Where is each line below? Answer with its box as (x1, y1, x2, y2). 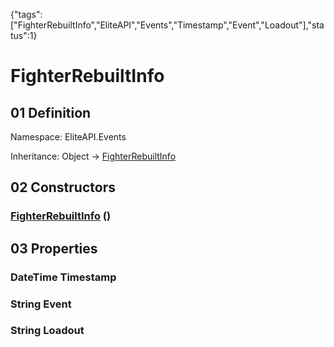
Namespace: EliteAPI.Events (10, 131, 127, 143)
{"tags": (10, 9, 43, 20)
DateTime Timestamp (10, 270, 117, 284)
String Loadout (10, 324, 85, 338)
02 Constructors (10, 179, 116, 196)
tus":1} (10, 30, 38, 41)
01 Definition (10, 104, 92, 121)
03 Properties (10, 240, 98, 257)
